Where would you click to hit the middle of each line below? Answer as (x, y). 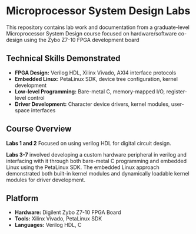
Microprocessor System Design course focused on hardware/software (92, 33)
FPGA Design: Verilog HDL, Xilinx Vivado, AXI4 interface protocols (95, 73)
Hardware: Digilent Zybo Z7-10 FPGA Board (68, 212)
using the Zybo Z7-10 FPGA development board (82, 40)
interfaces (43, 110)
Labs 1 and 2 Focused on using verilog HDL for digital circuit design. (89, 143)
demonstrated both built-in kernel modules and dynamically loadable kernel (98, 173)
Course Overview (39, 129)
